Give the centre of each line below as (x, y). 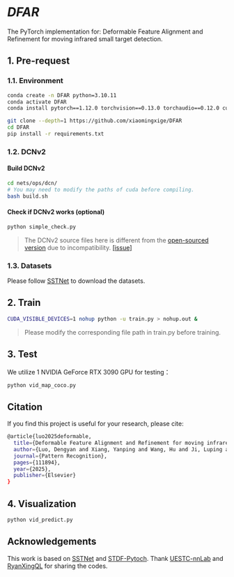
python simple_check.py (42, 227)
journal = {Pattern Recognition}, (61, 456)
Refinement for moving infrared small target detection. (85, 38)
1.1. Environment (36, 81)
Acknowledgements (52, 542)
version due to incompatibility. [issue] (78, 247)
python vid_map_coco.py (42, 385)
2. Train (24, 303)
